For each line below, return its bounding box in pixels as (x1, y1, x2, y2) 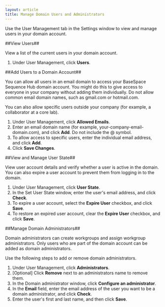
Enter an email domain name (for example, (12, 124, 99, 130)
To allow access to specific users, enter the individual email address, (12, 134, 152, 140)
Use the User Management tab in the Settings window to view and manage (5, 25, 157, 31)
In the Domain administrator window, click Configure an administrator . (12, 280, 157, 286)
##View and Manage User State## (5, 154, 75, 161)
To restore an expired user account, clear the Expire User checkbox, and (12, 211, 161, 217)
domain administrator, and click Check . (12, 291, 92, 297)
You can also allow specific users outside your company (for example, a (5, 104, 151, 110)
